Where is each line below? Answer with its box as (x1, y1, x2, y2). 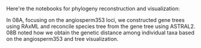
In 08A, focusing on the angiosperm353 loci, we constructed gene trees (6, 17, 185, 23)
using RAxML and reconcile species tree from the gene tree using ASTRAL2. (6, 23, 196, 30)
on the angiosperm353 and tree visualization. (6, 36, 119, 42)
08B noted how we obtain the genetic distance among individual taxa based (6, 29, 194, 36)
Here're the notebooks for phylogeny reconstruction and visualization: (6, 5, 181, 12)
